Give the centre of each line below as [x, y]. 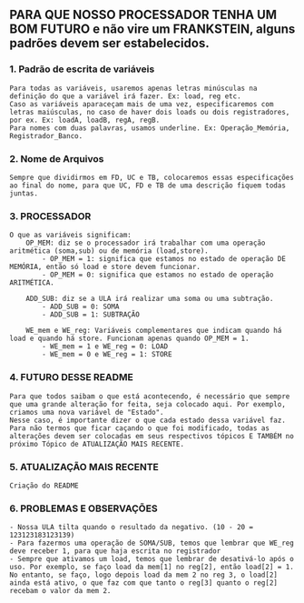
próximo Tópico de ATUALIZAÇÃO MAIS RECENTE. [97, 444]
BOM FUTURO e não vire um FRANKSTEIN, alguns [152, 30]
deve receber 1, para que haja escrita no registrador [115, 551]
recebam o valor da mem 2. [60, 591]
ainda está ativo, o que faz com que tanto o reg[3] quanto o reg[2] [144, 583]
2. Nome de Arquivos [57, 158]
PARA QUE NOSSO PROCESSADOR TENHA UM [143, 15]
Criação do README [44, 486]
